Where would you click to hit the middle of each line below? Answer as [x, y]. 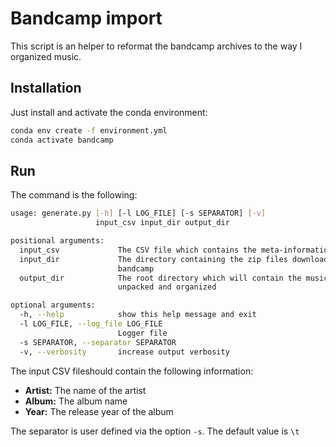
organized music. [46, 56]
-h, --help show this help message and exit [138, 315]
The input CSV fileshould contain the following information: [132, 371]
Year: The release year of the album [99, 411]
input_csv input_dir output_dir [162, 223]
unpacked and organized [167, 287]
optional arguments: [53, 305]
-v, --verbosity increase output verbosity [124, 352]
